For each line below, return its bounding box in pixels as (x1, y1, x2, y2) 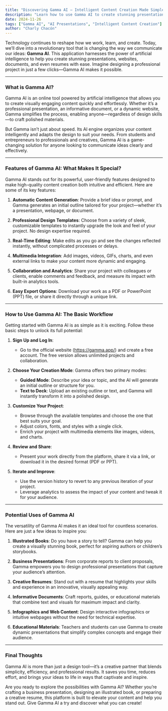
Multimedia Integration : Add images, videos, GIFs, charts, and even (12, 252, 153, 259)
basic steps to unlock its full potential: (5, 328, 83, 334)
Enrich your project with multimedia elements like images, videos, (19, 429, 155, 435)
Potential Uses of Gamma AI (5, 511, 74, 518)
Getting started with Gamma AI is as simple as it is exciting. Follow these (5, 322, 154, 328)
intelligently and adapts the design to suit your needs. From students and (5, 132, 155, 138)
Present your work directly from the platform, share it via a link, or (19, 453, 155, 460)
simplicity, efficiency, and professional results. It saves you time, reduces (5, 669, 156, 675)
